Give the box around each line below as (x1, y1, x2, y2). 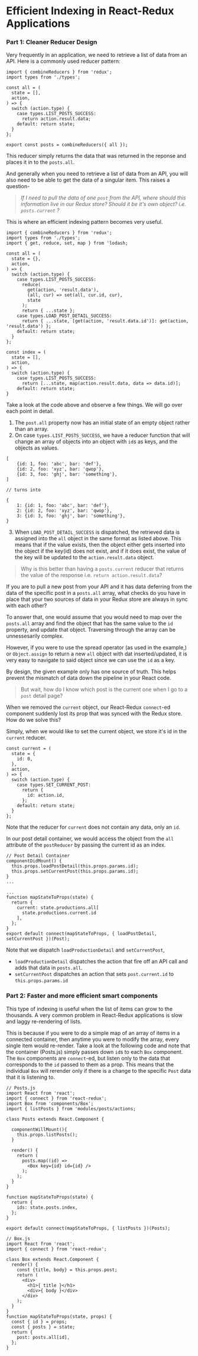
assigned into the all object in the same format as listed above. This (14, 535, 181, 542)
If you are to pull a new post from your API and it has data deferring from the (6, 583, 192, 590)
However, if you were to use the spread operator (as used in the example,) (6, 644, 187, 651)
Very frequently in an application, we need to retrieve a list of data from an (6, 52, 187, 59)
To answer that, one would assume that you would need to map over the (6, 613, 182, 621)
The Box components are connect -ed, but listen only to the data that (6, 1054, 170, 1062)
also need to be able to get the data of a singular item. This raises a (6, 176, 170, 183)
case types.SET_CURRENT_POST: (17, 782, 92, 788)
